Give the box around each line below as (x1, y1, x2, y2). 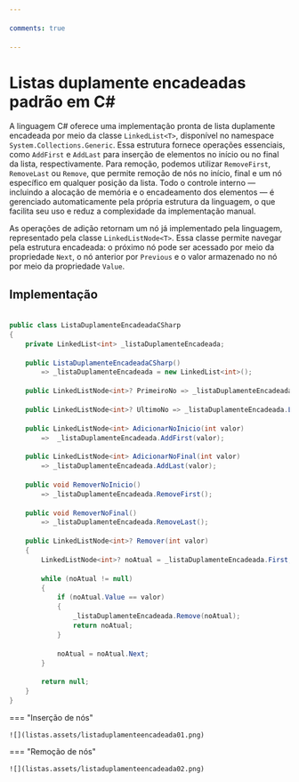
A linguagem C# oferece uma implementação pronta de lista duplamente (9, 121, 276, 132)
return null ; (41, 677, 90, 687)
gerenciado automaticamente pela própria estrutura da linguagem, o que (9, 197, 276, 207)
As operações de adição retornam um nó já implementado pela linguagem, (9, 223, 283, 234)
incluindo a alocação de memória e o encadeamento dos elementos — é (9, 187, 275, 198)
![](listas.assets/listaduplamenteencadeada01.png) (9, 730, 205, 739)
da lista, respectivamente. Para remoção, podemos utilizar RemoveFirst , (9, 158, 271, 169)
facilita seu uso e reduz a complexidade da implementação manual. (9, 206, 256, 217)
